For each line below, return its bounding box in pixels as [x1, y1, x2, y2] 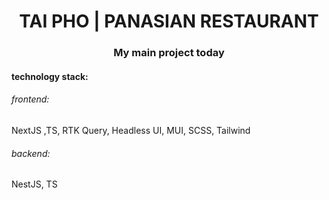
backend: [11, 147, 51, 159]
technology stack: [11, 70, 89, 82]
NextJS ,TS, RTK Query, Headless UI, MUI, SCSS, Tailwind [11, 124, 251, 136]
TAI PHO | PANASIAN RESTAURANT [19, 10, 319, 33]
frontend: [11, 93, 50, 105]
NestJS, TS [11, 178, 58, 190]
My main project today [113, 46, 225, 60]
